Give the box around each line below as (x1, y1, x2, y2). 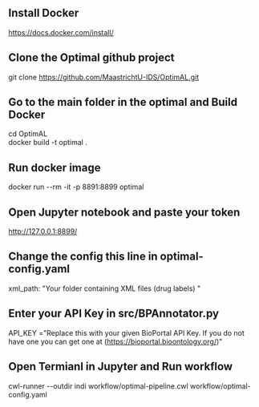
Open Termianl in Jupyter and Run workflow (8, 360, 233, 373)
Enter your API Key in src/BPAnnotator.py (8, 307, 219, 320)
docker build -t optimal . (8, 138, 88, 147)
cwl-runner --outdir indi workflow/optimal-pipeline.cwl (8, 381, 188, 391)
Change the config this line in (8, 250, 158, 264)
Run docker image (8, 160, 101, 175)
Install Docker (8, 6, 79, 20)
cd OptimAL (8, 129, 48, 139)
